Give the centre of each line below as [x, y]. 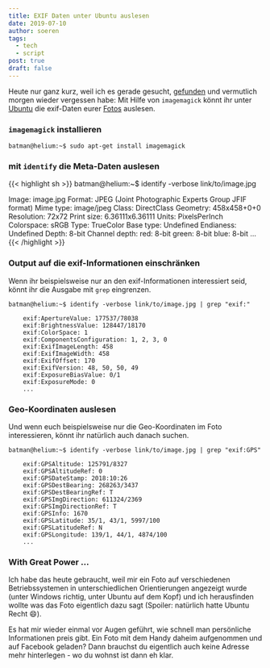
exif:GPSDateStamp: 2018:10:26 [75, 478]
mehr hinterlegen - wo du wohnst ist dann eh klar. [91, 655]
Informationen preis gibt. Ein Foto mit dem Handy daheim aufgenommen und [135, 638]
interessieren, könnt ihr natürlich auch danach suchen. [99, 435]
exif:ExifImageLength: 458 [68, 347]
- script [30, 53]
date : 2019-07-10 [37, 23]
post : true [27, 61]
